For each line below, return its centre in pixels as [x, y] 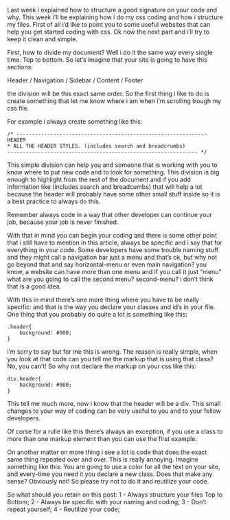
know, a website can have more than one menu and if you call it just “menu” [114, 272]
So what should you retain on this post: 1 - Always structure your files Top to [115, 495]
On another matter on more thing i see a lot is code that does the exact [107, 452]
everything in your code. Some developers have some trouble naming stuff [113, 250]
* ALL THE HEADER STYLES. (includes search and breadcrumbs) [96, 146]
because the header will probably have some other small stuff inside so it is [114, 194]
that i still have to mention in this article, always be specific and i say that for [115, 242]
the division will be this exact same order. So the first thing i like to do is [108, 93]
